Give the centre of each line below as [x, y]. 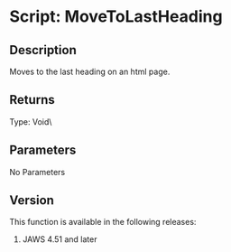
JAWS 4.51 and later [60, 239]
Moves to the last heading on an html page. [90, 71]
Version [32, 201]
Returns [32, 100]
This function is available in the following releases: [103, 222]
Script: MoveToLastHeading [116, 17]
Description [43, 50]
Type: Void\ [31, 121]
